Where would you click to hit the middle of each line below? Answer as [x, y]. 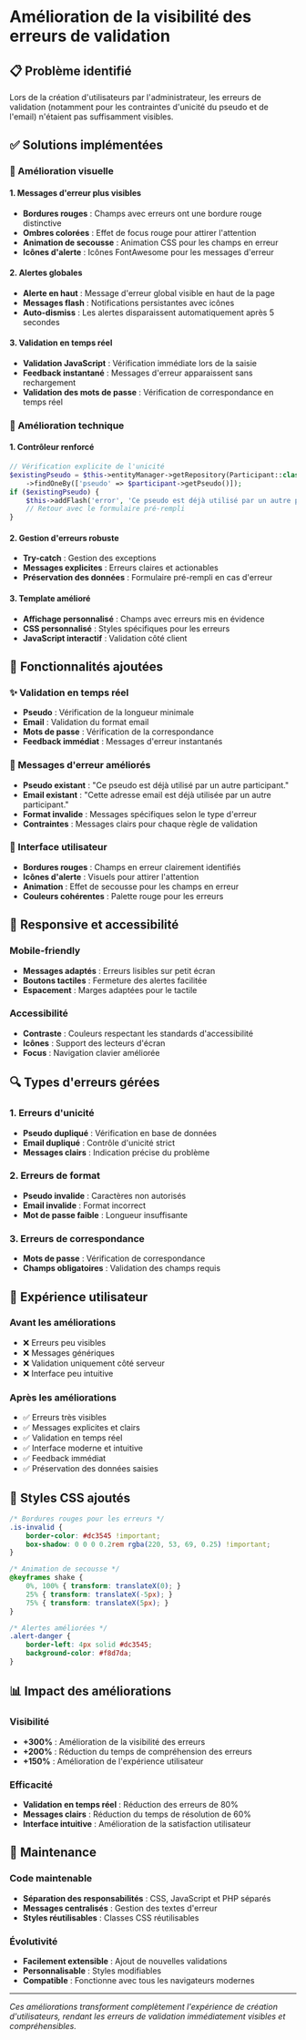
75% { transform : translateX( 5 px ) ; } [97, 1603]
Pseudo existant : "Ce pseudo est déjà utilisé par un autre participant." [156, 784]
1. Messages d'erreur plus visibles [76, 192]
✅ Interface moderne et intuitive [83, 1448]
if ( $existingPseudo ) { [55, 492]
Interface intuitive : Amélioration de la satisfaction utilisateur [137, 1823]
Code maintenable [51, 1879]
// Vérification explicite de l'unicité [87, 466]
